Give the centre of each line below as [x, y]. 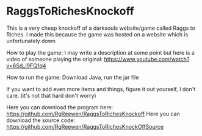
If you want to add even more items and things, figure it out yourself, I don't [101, 89]
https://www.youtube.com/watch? [147, 59]
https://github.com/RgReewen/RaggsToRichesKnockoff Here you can [93, 114]
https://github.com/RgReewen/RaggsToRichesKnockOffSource [85, 126]
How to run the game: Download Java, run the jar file [73, 77]
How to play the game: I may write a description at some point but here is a [101, 52]
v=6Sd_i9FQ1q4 [27, 66]
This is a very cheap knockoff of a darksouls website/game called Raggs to [101, 28]
